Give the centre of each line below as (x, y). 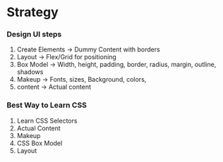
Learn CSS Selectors (47, 120)
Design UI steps (34, 35)
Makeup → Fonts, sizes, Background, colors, (82, 80)
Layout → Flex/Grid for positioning (67, 57)
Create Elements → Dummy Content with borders (88, 49)
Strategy (33, 12)
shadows (30, 72)
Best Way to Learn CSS (47, 105)
